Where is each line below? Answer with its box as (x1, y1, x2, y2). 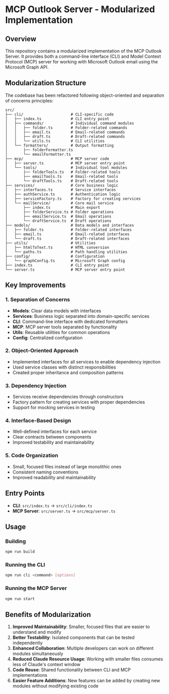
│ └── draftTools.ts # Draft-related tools (5, 178, 119, 184)
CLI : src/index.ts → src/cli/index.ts (12, 502, 92, 508)
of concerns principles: (5, 97, 54, 103)
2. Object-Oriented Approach (5, 347, 79, 354)
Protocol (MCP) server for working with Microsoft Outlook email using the (5, 59, 158, 64)
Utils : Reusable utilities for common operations (12, 329, 110, 335)
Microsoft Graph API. (5, 64, 49, 70)
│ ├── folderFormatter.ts (5, 147, 73, 153)
